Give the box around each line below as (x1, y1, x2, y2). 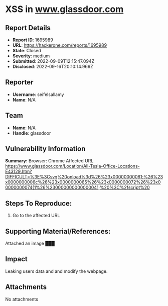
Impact (5, 255, 28, 263)
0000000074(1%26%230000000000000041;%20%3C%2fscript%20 (5, 184, 150, 190)
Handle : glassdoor (12, 130, 51, 136)
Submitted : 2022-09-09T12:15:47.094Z (12, 58, 95, 64)
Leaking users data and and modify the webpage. (5, 268, 108, 274)
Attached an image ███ (5, 240, 55, 247)
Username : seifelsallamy (12, 91, 64, 97)
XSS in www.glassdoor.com (5, 4, 124, 15)
